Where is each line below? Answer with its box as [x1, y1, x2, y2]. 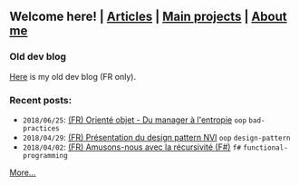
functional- [243, 142, 288, 152]
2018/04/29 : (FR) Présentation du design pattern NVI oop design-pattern [22, 132, 291, 142]
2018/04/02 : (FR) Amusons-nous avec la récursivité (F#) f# [22, 142, 242, 152]
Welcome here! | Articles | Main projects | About [9, 9, 287, 24]
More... [9, 167, 36, 178]
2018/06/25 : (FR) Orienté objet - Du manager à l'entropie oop [22, 114, 247, 125]
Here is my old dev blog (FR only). [9, 71, 137, 82]
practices [22, 123, 61, 132]
